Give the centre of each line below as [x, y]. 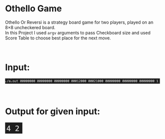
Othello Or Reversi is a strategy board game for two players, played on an [79, 22]
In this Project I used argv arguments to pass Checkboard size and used [78, 33]
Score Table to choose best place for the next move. [58, 38]
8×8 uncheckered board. [30, 27]
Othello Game [34, 9]
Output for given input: [53, 112]
